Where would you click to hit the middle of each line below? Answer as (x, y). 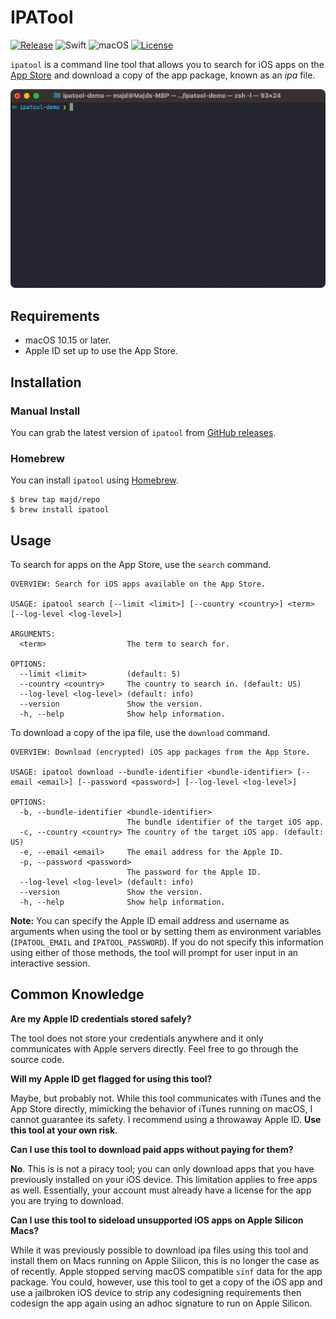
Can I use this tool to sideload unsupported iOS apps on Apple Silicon (157, 1220)
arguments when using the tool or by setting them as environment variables (166, 931)
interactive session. (50, 963)
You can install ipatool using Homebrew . (94, 480)
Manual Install (45, 411)
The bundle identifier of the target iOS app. (225, 822)
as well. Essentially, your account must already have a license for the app (161, 1190)
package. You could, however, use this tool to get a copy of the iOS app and (166, 1282)
